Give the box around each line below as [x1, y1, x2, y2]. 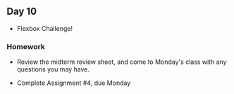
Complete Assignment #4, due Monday [16, 79, 131, 87]
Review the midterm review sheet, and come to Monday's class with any [16, 58, 227, 66]
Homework [6, 41, 45, 51]
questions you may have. [16, 65, 90, 74]
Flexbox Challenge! [16, 24, 73, 32]
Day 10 [6, 6, 37, 18]
